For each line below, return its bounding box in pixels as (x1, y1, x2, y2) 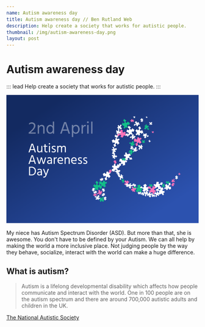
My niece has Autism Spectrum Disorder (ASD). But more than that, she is (6, 229, 192, 237)
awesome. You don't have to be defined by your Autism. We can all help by (6, 235, 195, 243)
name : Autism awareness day (6, 10, 78, 16)
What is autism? (6, 266, 69, 277)
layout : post (6, 35, 40, 42)
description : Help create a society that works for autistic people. (6, 23, 187, 29)
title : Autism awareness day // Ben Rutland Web (6, 16, 132, 23)
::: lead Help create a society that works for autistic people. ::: (6, 83, 161, 90)
